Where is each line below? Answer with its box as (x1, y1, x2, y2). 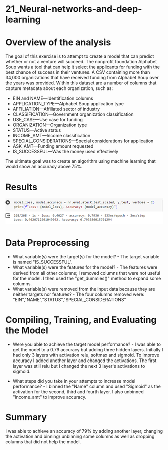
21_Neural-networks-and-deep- (5, 3, 142, 15)
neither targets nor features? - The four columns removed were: (12, 291, 145, 297)
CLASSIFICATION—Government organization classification (12, 111, 134, 117)
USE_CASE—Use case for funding (12, 117, 83, 123)
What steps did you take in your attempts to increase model (12, 378, 136, 384)
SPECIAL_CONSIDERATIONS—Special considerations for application (12, 138, 154, 144)
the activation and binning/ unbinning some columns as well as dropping (5, 433, 155, 439)
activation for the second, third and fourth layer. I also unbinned (12, 389, 144, 395)
